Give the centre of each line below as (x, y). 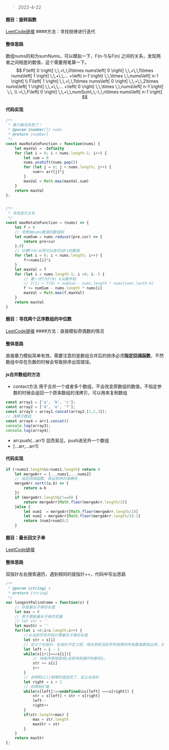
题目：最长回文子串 (26, 537)
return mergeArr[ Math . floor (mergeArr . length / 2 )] (75, 502)
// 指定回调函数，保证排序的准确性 (46, 479)
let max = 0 (27, 612)
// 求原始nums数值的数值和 (39, 232)
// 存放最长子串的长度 (35, 607)
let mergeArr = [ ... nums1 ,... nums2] (53, 474)
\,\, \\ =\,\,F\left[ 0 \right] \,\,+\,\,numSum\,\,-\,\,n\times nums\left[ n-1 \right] (85, 92)
